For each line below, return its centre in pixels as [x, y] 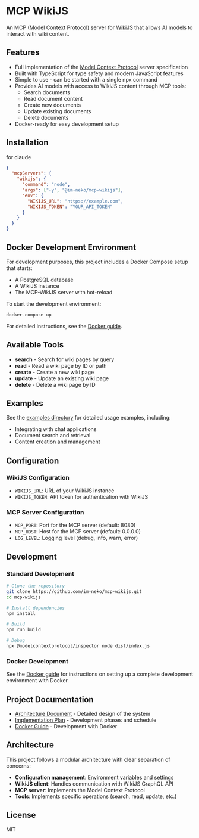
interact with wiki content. [38, 33]
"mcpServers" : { [31, 173]
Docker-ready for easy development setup [67, 124]
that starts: [19, 268]
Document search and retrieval [53, 436]
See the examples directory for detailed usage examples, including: [89, 418]
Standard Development [40, 573]
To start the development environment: [54, 304]
